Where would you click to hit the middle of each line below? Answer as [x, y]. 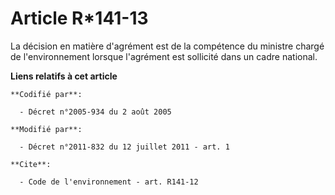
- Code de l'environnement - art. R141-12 [109, 182]
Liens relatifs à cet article [64, 76]
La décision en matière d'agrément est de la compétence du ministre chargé [167, 46]
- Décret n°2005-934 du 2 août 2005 [95, 112]
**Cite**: [31, 164]
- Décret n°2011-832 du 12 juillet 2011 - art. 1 [124, 147]
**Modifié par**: [46, 129]
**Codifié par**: [46, 94]
